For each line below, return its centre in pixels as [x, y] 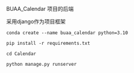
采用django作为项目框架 [36, 22]
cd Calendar [21, 54]
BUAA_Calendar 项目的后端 [40, 9]
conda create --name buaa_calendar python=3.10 [67, 33]
